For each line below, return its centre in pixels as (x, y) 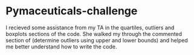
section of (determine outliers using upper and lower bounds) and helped (97, 40)
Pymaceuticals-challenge (72, 11)
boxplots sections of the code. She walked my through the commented (94, 33)
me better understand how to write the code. (61, 47)
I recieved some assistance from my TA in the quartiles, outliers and (90, 27)
